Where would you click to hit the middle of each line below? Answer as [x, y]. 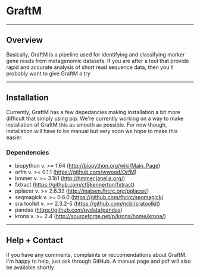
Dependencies [28, 153]
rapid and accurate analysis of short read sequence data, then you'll [90, 67]
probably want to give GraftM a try [49, 73]
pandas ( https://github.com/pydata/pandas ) [69, 210]
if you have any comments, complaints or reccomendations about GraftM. [96, 254]
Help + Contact [35, 240]
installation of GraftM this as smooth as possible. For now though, [87, 125]
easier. [14, 137]
